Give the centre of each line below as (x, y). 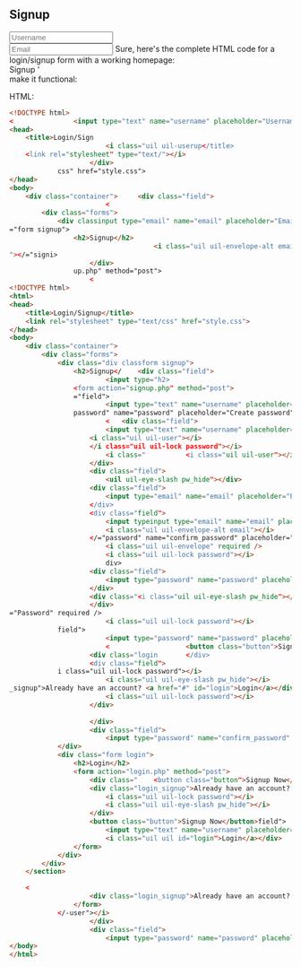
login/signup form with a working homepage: (92, 60)
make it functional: (43, 79)
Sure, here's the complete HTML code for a (195, 48)
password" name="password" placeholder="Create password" (184, 413)
